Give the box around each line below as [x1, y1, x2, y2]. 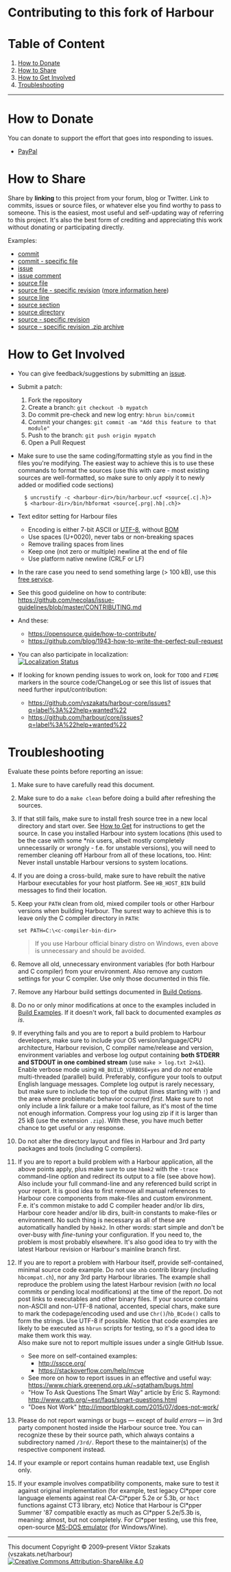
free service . [17, 575, 54, 583]
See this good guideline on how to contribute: [17, 588, 147, 596]
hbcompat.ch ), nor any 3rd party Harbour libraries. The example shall [17, 1273, 211, 1281]
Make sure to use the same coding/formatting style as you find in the [17, 451, 213, 460]
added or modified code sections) [17, 480, 114, 489]
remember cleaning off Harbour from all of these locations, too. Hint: [17, 851, 212, 859]
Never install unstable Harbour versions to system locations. [17, 858, 189, 866]
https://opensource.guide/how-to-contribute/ [27, 629, 156, 637]
